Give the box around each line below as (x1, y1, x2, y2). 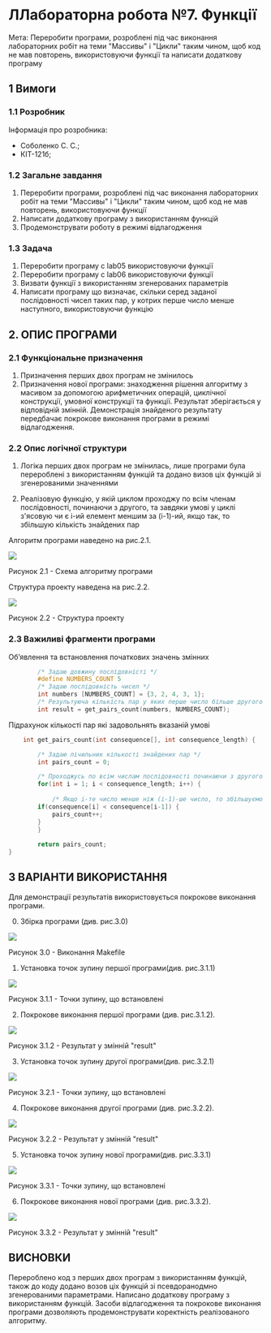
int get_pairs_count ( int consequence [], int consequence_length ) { (23, 736, 256, 744)
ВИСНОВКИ (8, 1251, 71, 1265)
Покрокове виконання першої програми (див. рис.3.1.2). (19, 1009, 216, 1020)
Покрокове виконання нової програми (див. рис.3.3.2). (19, 1196, 211, 1206)
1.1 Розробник (8, 106, 66, 118)
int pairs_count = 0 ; (37, 757, 111, 766)
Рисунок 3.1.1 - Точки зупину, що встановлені (8, 994, 164, 1003)
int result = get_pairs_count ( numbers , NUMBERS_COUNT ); (37, 705, 230, 714)
